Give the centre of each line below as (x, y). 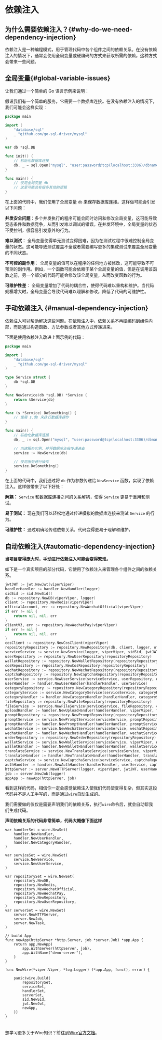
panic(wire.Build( (32, 978)
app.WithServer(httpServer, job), (57, 949)
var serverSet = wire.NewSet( (35, 911)
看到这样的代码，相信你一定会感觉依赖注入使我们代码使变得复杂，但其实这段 (81, 788)
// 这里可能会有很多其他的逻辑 (40, 188)
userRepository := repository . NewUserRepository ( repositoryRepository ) (78, 656)
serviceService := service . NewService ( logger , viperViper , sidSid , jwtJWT (82, 652)
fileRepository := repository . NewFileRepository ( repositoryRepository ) (78, 701)
